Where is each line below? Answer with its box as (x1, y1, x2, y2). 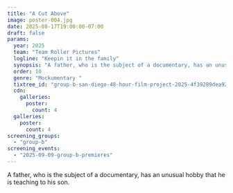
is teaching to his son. (7, 178, 70, 186)
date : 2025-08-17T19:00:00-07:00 (7, 23, 104, 30)
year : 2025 (13, 42, 45, 49)
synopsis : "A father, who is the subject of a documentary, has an (13, 62, 213, 68)
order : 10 (13, 68, 42, 75)
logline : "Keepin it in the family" (13, 55, 119, 62)
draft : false (7, 29, 45, 37)
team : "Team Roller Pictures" (13, 49, 101, 56)
